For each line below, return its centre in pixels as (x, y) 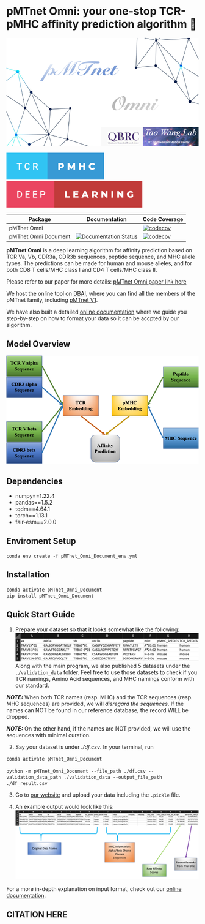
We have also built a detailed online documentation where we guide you (97, 312)
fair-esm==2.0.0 (36, 522)
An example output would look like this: (64, 807)
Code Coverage (163, 219)
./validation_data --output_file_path (113, 778)
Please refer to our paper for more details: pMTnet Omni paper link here (96, 281)
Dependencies (34, 481)
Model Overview (38, 344)
